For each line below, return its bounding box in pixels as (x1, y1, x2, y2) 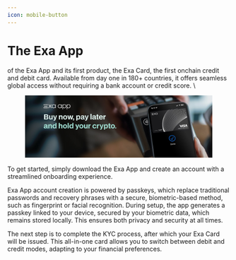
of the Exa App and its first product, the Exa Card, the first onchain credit (7, 66, 220, 74)
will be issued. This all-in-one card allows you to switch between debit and (7, 237, 225, 245)
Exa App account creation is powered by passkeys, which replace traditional (7, 186, 230, 194)
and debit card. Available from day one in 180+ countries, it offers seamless (7, 73, 228, 82)
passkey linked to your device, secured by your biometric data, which (7, 208, 210, 217)
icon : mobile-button (7, 11, 69, 18)
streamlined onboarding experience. (7, 172, 113, 180)
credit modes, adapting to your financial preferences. (7, 244, 163, 253)
